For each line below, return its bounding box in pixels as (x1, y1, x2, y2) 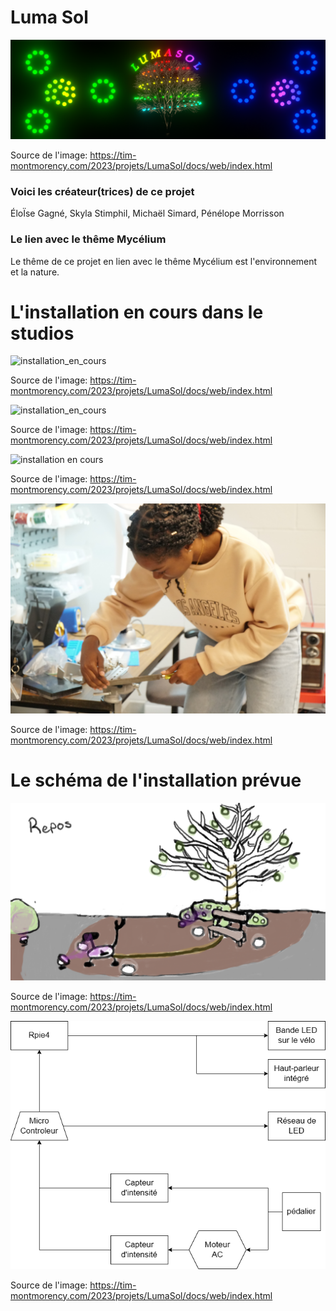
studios (10, 322, 75, 345)
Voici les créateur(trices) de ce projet (10, 184, 195, 198)
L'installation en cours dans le (10, 301, 264, 323)
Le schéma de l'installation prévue (10, 769, 302, 792)
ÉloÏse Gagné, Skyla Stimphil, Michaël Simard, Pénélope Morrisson (10, 207, 285, 220)
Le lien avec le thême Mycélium (10, 232, 167, 246)
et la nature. (10, 266, 60, 278)
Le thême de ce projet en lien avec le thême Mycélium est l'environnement (10, 255, 318, 267)
